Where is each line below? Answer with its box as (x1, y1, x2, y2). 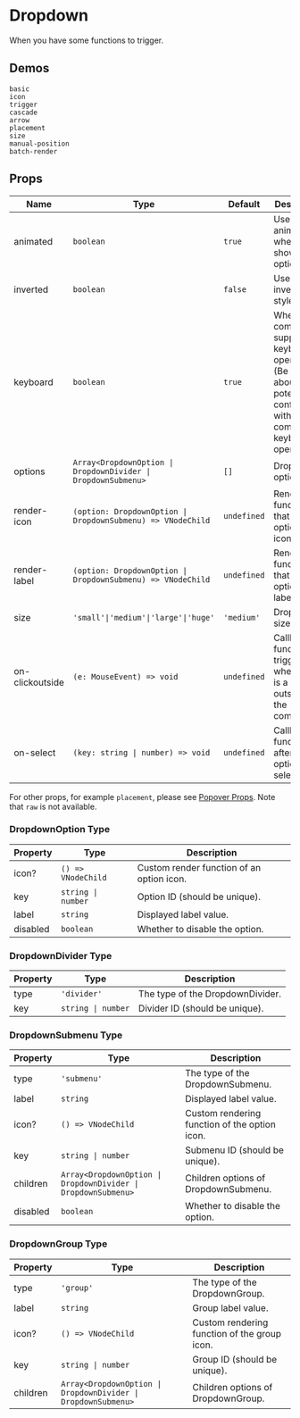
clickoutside (13, 676, 65, 688)
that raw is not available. (9, 801, 97, 812)
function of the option (185, 1118, 277, 1130)
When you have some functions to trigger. (9, 35, 164, 46)
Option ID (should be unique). (137, 890, 262, 903)
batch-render (9, 146, 58, 156)
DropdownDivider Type (9, 949, 112, 962)
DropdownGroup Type (9, 1238, 108, 1250)
